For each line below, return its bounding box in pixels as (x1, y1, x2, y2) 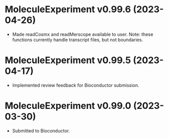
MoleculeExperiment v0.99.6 (5, 4, 131, 15)
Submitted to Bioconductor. (12, 127, 70, 133)
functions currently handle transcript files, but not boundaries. (12, 37, 143, 43)
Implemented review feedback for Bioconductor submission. (12, 82, 139, 88)
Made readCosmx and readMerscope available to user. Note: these (12, 31, 154, 37)
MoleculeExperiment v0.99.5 (5, 54, 131, 66)
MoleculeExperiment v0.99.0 (5, 100, 131, 112)
